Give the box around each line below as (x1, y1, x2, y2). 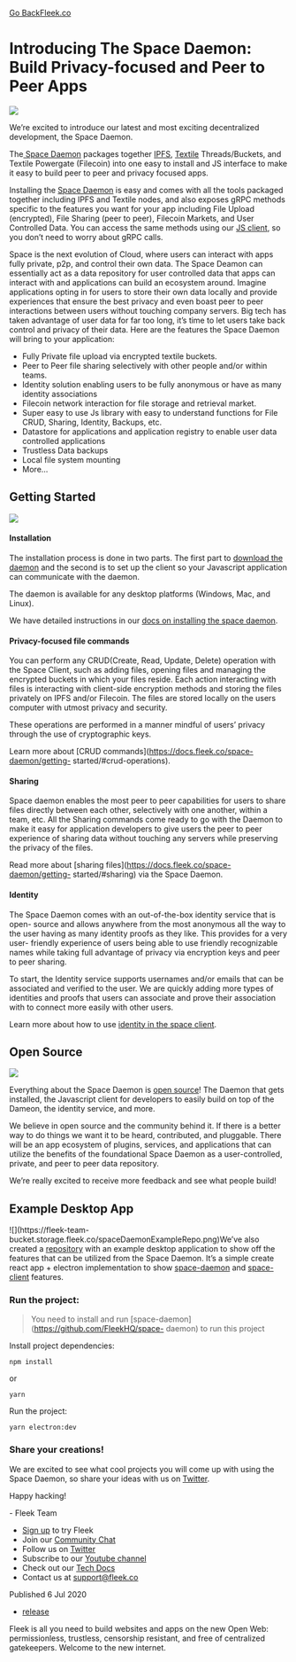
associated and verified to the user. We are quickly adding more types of (9, 983, 274, 994)
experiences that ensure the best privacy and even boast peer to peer (9, 296, 263, 307)
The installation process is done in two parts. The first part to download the (9, 552, 284, 563)
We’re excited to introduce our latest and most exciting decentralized (9, 121, 260, 132)
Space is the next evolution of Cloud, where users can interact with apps (9, 248, 274, 260)
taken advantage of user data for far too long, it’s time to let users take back (9, 315, 285, 325)
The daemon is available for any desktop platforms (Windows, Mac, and (9, 589, 271, 599)
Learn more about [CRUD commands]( (9, 746, 150, 757)
